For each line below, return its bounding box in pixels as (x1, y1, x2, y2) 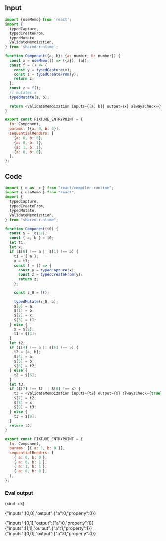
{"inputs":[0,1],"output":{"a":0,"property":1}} (5, 520, 94, 526)
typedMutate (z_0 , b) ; (14, 299, 58, 304)
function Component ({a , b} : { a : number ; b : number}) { (5, 53, 121, 58)
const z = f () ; (9, 86, 41, 91)
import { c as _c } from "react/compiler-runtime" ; (5, 185, 114, 190)
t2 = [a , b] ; (14, 349, 41, 354)
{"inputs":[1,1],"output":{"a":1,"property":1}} (5, 525, 92, 531)
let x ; (9, 244, 23, 250)
